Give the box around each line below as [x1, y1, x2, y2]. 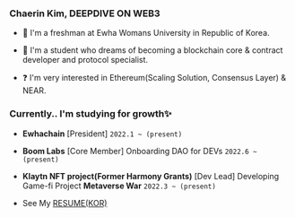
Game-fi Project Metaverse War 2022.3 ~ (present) [22, 180, 217, 191]
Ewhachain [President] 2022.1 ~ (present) [22, 128, 183, 139]
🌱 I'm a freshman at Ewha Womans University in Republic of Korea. [22, 28, 271, 39]
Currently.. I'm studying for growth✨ [9, 108, 172, 120]
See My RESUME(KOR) [22, 197, 108, 208]
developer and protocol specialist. [22, 55, 149, 65]
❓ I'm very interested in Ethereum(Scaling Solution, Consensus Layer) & [22, 73, 287, 83]
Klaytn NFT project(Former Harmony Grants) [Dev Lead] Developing [22, 170, 280, 181]
